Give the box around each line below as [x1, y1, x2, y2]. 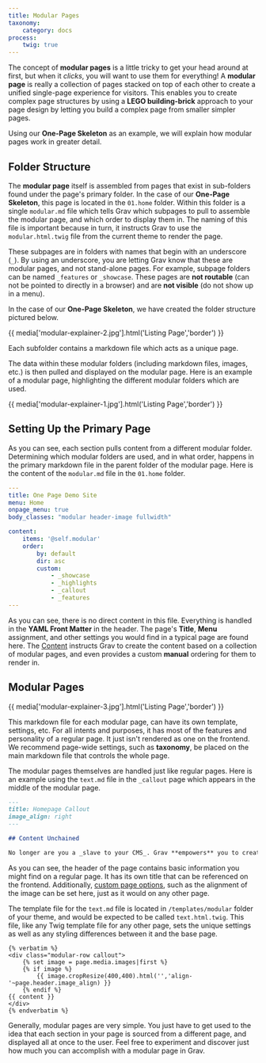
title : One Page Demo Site [8, 491, 97, 499]
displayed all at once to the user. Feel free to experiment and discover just [8, 1037, 249, 1046]
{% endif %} [22, 985, 62, 994]
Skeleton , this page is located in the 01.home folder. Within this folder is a [8, 197, 245, 207]
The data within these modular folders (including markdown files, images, [8, 358, 248, 368]
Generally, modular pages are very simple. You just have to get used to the [8, 1020, 252, 1030]
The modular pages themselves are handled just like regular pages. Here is [8, 766, 253, 775]
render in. [8, 657, 40, 667]
